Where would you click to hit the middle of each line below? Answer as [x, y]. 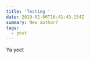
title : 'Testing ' [28, 11]
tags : [12, 28]
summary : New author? [32, 22]
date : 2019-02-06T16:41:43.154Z [45, 17]
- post [19, 33]
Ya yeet [15, 50]
